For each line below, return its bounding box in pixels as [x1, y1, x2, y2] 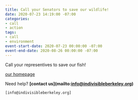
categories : [5, 16, 30, 21]
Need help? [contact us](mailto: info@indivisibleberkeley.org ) [5, 80, 134, 86]
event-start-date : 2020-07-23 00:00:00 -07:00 [5, 44, 103, 49]
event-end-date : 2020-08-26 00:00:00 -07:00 [5, 48, 98, 53]
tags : [5, 30, 16, 35]
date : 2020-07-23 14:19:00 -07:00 [5, 12, 76, 17]
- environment [5, 39, 34, 44]
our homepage [5, 71, 35, 77]
